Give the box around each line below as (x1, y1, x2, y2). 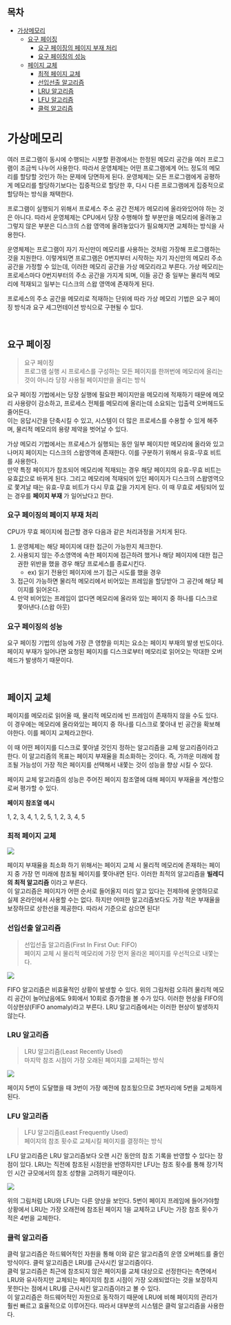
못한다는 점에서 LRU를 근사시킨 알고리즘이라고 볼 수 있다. (7, 1284, 161, 1292)
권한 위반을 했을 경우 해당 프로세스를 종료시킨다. (17, 559, 146, 567)
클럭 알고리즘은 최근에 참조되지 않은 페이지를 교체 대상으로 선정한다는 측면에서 (7, 1267, 217, 1275)
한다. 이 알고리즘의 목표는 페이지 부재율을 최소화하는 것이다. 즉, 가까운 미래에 (7, 751, 213, 760)
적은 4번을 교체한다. (7, 1214, 61, 1223)
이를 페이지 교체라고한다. (27, 729, 94, 737)
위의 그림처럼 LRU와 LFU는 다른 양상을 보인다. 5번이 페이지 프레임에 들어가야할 (7, 1196, 220, 1205)
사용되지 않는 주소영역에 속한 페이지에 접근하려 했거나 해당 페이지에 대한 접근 (17, 551, 224, 559)
